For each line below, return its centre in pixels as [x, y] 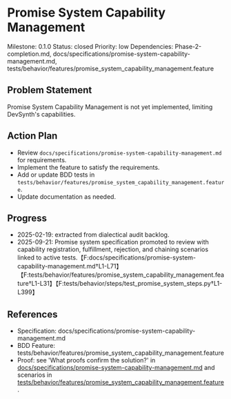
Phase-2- [188, 46]
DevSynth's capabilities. [41, 114]
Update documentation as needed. [66, 196]
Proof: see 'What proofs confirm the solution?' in [86, 360]
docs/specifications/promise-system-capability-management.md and [116, 368]
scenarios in [34, 375]
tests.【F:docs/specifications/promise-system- [129, 257]
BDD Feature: [36, 346]
